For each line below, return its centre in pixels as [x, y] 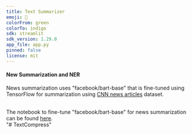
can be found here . [29, 118]
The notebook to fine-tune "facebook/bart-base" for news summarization [96, 112]
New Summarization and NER [43, 75]
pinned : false [24, 50]
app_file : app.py [28, 45]
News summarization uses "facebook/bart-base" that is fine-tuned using [95, 88]
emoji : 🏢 [17, 17]
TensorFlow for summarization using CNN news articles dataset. [85, 94]
